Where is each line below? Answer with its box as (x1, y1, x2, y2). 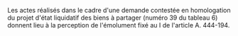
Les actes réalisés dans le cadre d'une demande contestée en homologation (7, 6, 231, 14)
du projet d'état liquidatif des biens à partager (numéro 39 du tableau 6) (7, 13, 218, 22)
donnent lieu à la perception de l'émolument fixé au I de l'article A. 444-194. (7, 21, 230, 29)
